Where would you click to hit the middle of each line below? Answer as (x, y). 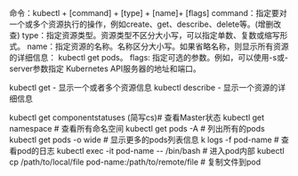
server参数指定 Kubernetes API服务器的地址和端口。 (105, 68)
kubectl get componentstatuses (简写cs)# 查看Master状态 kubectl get (137, 117)
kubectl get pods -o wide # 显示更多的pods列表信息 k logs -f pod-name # (144, 140)
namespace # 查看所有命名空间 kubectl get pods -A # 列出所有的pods (137, 128)
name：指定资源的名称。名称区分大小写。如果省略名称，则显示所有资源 (157, 46)
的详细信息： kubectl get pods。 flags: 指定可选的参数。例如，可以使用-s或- (149, 57)
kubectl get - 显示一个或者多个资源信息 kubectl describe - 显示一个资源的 (144, 88)
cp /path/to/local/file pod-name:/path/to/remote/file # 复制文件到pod (135, 162)
